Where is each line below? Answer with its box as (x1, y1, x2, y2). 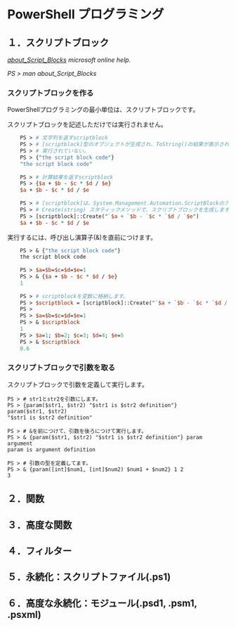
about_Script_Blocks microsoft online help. (7, 56, 131, 64)
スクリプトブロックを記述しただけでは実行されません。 (7, 120, 167, 129)
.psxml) (7, 609, 41, 621)
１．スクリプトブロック (7, 37, 109, 49)
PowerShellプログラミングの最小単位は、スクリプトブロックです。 (7, 105, 199, 114)
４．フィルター (7, 545, 72, 557)
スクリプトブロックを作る (7, 88, 94, 98)
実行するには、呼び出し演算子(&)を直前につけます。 (7, 233, 157, 241)
